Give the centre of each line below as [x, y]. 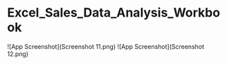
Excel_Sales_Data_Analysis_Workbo [113, 13]
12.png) [18, 54]
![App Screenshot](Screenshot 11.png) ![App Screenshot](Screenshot [106, 46]
